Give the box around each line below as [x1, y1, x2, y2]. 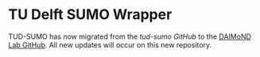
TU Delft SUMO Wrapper [8, 6, 173, 24]
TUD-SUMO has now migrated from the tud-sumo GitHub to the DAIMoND [8, 32, 252, 41]
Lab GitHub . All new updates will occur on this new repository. [8, 40, 212, 49]
